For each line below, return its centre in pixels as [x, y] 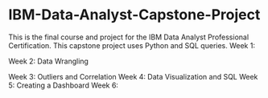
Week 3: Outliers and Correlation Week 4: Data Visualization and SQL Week [133, 76]
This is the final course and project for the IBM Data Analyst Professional [129, 37]
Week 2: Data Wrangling [48, 61]
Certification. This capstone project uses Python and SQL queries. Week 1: [132, 45]
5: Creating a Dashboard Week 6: [64, 85]
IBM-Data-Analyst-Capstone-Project [134, 15]
